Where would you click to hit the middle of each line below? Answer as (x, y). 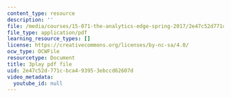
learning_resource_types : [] (49, 39)
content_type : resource (41, 13)
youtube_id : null (38, 83)
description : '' (30, 20)
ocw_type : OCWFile (33, 52)
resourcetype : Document (41, 58)
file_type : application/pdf (47, 32)
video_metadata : (30, 77)
